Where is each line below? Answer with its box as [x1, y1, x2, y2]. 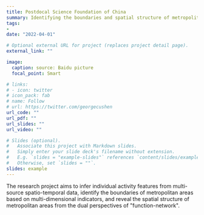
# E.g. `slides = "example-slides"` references [6, 154, 135, 161]
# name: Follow [6, 98, 45, 104]
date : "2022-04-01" [6, 32, 56, 38]
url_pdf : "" [6, 115, 36, 121]
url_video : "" [6, 126, 42, 132]
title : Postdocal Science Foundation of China [6, 9, 126, 15]
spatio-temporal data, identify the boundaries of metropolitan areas [25, 189, 194, 196]
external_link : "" [6, 48, 53, 55]
